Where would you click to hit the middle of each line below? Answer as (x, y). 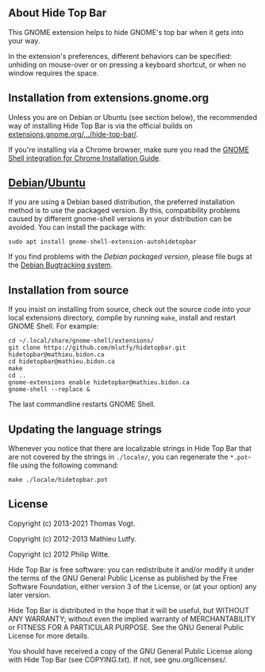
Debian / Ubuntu (47, 183)
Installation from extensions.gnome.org (108, 98)
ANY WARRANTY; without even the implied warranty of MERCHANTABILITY (132, 619)
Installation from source (69, 290)
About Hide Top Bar (58, 13)
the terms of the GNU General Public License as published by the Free (123, 578)
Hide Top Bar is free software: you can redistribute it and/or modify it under (131, 569)
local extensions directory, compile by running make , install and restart (122, 318)
